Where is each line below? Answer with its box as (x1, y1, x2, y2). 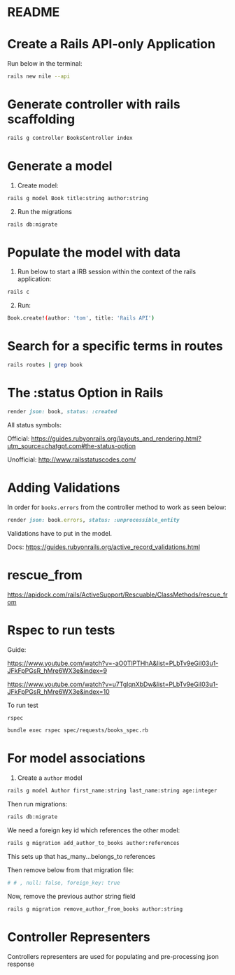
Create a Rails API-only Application (7, 36, 215, 52)
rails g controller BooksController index (7, 134, 133, 141)
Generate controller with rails (7, 97, 180, 113)
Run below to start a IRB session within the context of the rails (17, 267, 197, 276)
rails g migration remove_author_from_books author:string (7, 905, 183, 913)
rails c (7, 288, 30, 296)
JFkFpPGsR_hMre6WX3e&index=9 (7, 666, 107, 675)
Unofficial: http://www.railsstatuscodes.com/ (7, 455, 136, 464)
